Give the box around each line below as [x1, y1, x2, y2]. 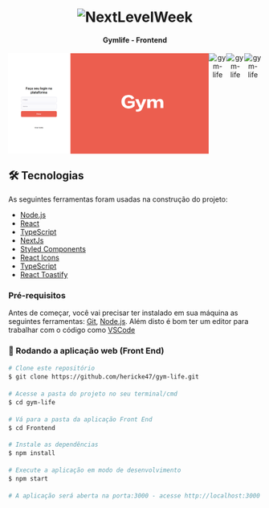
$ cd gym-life [8, 398, 56, 406]
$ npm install [8, 449, 56, 457]
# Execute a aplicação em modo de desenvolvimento [8, 466, 181, 474]
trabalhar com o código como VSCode [8, 326, 136, 335]
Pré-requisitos [8, 289, 66, 301]
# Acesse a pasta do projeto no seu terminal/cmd [8, 390, 178, 398]
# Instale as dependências [8, 440, 99, 449]
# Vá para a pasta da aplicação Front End [8, 415, 153, 424]
